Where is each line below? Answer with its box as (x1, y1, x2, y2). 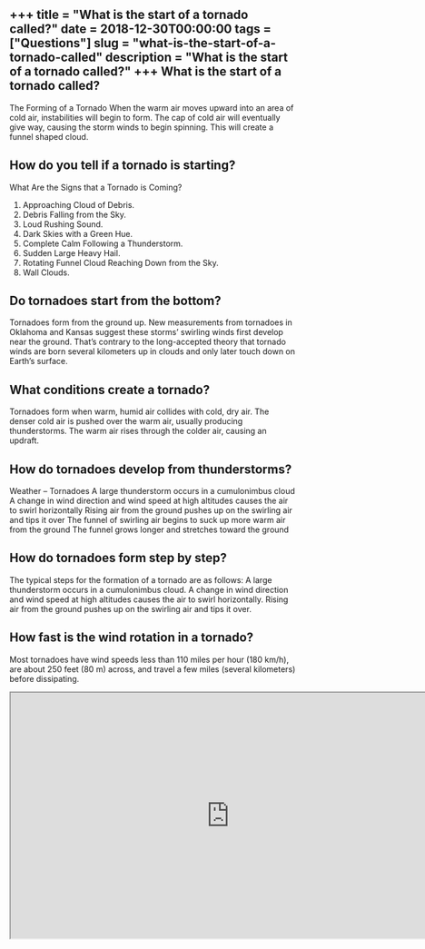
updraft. (9, 435, 39, 446)
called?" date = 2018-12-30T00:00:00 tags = (9, 22, 272, 37)
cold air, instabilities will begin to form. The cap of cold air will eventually (9, 112, 281, 123)
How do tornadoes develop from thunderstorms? (9, 461, 292, 477)
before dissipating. (9, 673, 80, 684)
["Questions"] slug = (9, 35, 130, 51)
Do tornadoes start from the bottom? (9, 293, 222, 309)
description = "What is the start (104, 50, 289, 65)
